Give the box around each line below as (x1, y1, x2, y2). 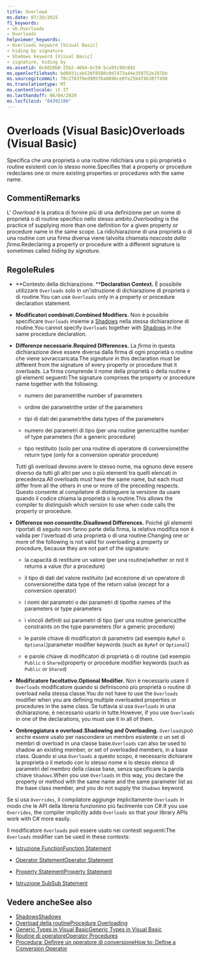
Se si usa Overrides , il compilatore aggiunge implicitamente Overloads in (7, 796, 185, 803)
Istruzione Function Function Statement (15, 845, 111, 852)
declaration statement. (15, 300, 71, 307)
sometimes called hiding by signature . (7, 247, 101, 255)
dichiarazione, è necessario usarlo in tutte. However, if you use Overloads (15, 709, 195, 716)
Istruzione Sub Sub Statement (15, 880, 88, 887)
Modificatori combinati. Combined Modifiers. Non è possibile (15, 312, 169, 319)
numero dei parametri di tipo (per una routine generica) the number (24, 427, 189, 434)
